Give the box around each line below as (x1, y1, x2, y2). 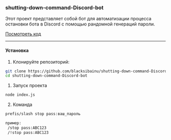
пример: (5, 121, 22, 126)
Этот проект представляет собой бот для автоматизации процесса (5, 16, 152, 22)
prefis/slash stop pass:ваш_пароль (5, 111, 81, 117)
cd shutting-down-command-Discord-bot (5, 73, 88, 78)
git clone (5, 68, 26, 74)
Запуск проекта (12, 82, 47, 89)
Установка (5, 47, 29, 53)
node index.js (5, 92, 36, 98)
